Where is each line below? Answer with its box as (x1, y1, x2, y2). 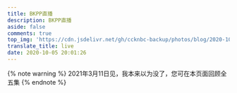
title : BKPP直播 (7, 10, 53, 17)
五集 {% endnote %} (7, 78, 67, 86)
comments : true (7, 29, 52, 37)
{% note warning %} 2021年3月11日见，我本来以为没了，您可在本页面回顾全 (7, 69, 227, 78)
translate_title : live (7, 43, 74, 50)
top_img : (7, 36, 33, 43)
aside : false (7, 23, 46, 30)
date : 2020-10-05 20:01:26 (7, 50, 87, 57)
